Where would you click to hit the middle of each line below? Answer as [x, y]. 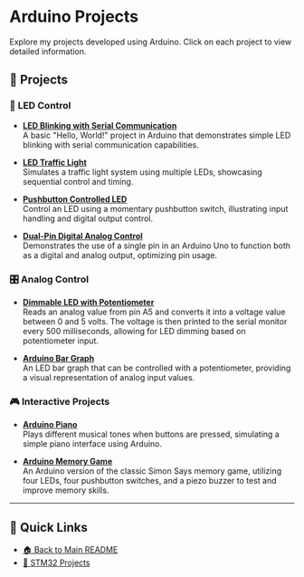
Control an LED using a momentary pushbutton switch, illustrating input [155, 208]
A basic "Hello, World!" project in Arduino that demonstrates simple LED [157, 135]
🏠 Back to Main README [70, 550]
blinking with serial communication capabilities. [110, 144]
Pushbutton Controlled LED [75, 199]
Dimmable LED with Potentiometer [88, 302]
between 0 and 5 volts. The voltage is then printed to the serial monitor [155, 321]
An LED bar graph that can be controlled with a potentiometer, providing [157, 368]
